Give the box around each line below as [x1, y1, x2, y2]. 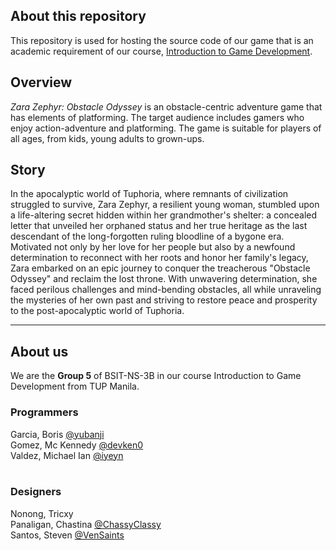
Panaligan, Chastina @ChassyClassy [10, 518, 162, 530]
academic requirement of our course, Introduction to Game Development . [10, 45, 313, 57]
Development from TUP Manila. [10, 380, 140, 393]
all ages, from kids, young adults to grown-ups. [10, 132, 205, 144]
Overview [10, 74, 73, 91]
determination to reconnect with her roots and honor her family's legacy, [10, 252, 309, 264]
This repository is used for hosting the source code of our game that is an [10, 34, 314, 46]
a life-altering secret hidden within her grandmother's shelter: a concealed [10, 209, 318, 221]
